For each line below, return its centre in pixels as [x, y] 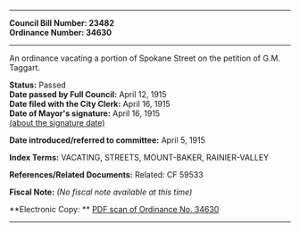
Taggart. [25, 67]
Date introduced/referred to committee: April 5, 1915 [107, 140]
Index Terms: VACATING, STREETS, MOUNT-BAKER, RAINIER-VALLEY [139, 157]
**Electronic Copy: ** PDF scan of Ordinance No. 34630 [114, 209]
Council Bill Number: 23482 [62, 23]
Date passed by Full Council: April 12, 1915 [88, 94]
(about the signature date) [57, 123]
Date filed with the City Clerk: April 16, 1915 [90, 104]
